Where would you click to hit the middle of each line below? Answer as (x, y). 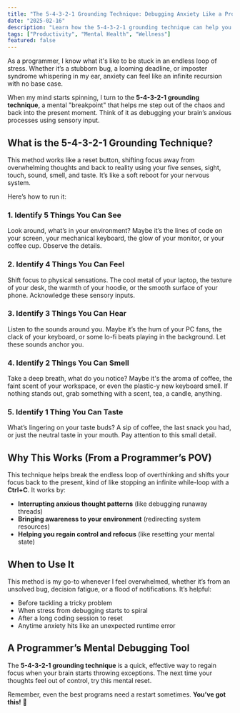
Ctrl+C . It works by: (36, 490)
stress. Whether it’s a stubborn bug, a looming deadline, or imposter (107, 69)
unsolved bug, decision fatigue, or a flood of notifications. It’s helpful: (110, 589)
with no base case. (35, 84)
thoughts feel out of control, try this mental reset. (80, 680)
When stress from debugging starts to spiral (82, 611)
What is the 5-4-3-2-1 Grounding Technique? (110, 143)
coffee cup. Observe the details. (55, 246)
